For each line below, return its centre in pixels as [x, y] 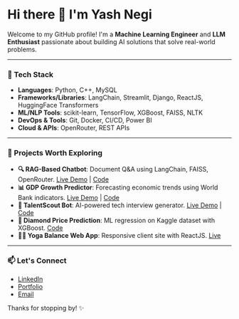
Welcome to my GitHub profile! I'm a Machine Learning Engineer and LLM [117, 34]
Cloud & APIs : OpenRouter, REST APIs [74, 128]
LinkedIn [30, 279]
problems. [22, 49]
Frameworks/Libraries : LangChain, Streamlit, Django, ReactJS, [110, 98]
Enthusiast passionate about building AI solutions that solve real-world [111, 41]
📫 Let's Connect [37, 261]
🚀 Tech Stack [31, 74]
